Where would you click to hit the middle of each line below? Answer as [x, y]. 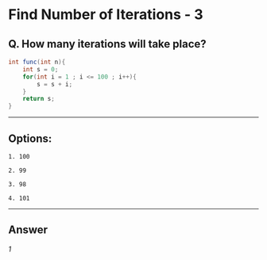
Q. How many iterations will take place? [107, 44]
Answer [28, 230]
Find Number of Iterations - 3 [106, 15]
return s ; [39, 99]
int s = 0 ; [41, 69]
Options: [30, 138]
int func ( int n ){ [37, 62]
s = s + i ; [55, 84]
